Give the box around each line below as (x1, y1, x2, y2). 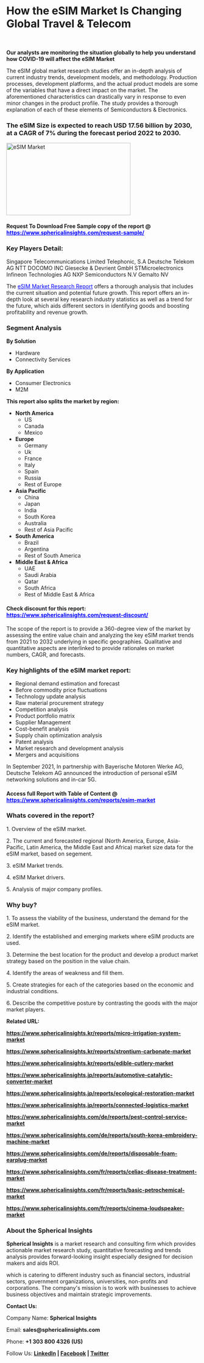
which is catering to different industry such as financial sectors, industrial (6, 1272, 191, 1279)
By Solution (6, 338, 37, 345)
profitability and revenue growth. (6, 309, 88, 316)
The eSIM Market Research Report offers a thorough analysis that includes (6, 283, 194, 290)
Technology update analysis (15, 693, 86, 700)
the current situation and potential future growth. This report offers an (6, 289, 181, 297)
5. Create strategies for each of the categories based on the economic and (6, 981, 194, 988)
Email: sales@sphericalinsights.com (6, 1326, 100, 1334)
